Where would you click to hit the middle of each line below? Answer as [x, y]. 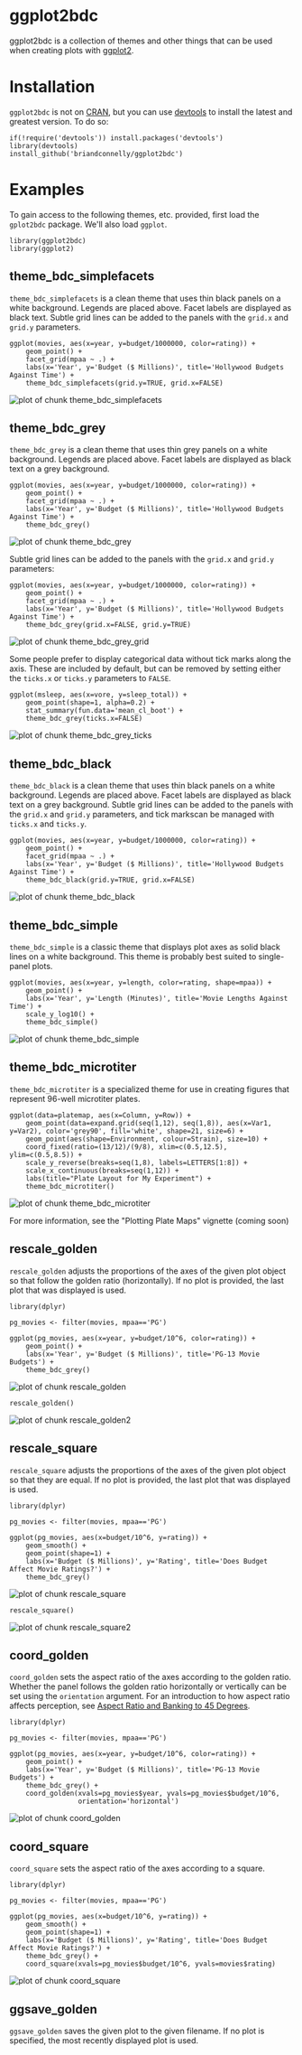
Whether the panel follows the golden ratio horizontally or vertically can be [148, 1686]
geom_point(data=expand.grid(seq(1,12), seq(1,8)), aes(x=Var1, [149, 1123]
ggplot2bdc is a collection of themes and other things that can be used [141, 41]
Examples [47, 190]
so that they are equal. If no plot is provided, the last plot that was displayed [150, 1480]
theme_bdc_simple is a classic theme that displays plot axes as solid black [145, 947]
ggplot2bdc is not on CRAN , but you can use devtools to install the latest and [151, 112]
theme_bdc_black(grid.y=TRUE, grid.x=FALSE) [110, 880]
